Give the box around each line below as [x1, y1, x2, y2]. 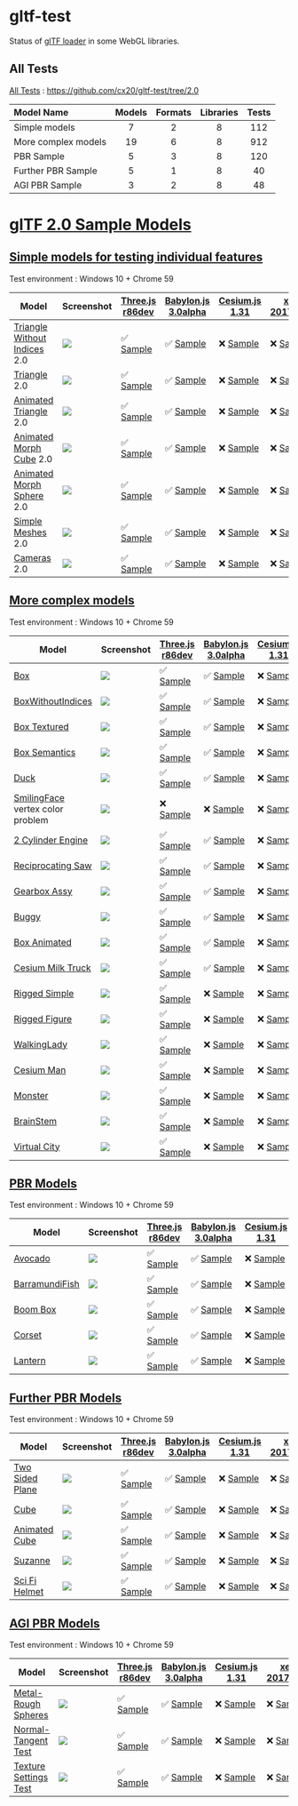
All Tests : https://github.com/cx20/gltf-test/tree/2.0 [9, 84, 200, 95]
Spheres [13, 1709, 49, 1721]
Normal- [13, 1723, 51, 1735]
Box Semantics [13, 746, 76, 758]
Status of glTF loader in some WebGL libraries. [9, 36, 180, 46]
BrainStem [13, 1115, 58, 1127]
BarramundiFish [13, 1278, 80, 1291]
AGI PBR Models [9, 1616, 100, 1631]
